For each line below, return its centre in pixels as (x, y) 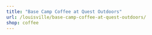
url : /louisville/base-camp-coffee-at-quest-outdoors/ (76, 17)
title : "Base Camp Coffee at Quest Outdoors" (64, 12)
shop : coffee (23, 23)
